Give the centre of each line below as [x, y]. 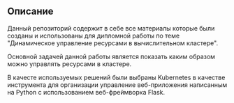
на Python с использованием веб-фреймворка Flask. [86, 92]
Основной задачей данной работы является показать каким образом [111, 56]
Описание [30, 11]
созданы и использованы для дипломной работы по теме [94, 35]
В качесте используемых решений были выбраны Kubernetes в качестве [116, 77]
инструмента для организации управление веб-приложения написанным [117, 85]
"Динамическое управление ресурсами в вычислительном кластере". [113, 43]
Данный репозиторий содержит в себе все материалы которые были [111, 28]
